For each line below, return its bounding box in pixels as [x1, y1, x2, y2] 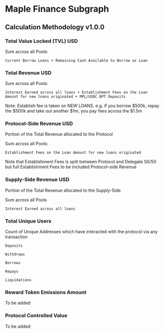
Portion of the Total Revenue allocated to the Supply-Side [5, 187, 121, 193]
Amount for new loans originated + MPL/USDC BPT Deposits [5, 94, 126, 99]
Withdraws [5, 252, 25, 257]
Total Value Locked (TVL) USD [5, 38, 78, 44]
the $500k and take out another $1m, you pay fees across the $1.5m [5, 108, 142, 114]
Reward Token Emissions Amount [5, 289, 87, 295]
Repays [5, 269, 19, 274]
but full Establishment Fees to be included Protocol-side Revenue [5, 164, 137, 170]
